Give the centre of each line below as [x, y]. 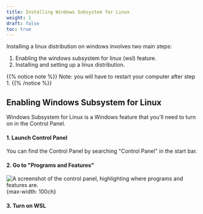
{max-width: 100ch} [31, 192]
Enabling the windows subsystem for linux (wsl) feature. [86, 58]
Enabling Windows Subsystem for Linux [84, 102]
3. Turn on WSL [26, 206]
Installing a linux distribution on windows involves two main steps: [89, 46]
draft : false [23, 23]
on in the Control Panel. [36, 124]
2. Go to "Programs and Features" [50, 165]
